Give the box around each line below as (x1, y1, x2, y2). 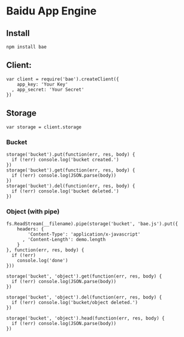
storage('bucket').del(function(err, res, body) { (6, 183, 135, 189)
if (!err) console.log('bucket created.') (11, 157, 119, 163)
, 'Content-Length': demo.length (22, 237, 106, 243)
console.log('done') (17, 258, 68, 264)
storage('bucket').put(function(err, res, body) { (6, 151, 135, 157)
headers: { (17, 226, 44, 232)
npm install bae (6, 44, 47, 50)
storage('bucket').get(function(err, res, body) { (6, 167, 135, 173)
